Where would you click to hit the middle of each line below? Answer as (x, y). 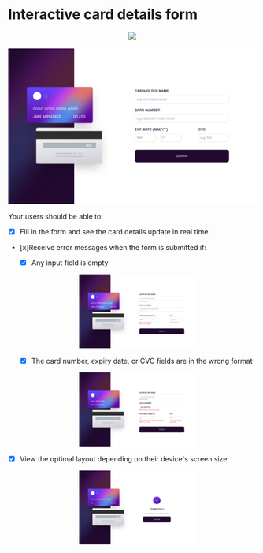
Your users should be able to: (56, 216)
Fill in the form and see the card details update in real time (114, 231)
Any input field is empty (70, 263)
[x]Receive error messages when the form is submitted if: (113, 247)
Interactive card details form (103, 15)
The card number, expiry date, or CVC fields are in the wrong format (142, 361)
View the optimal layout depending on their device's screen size (123, 459)
